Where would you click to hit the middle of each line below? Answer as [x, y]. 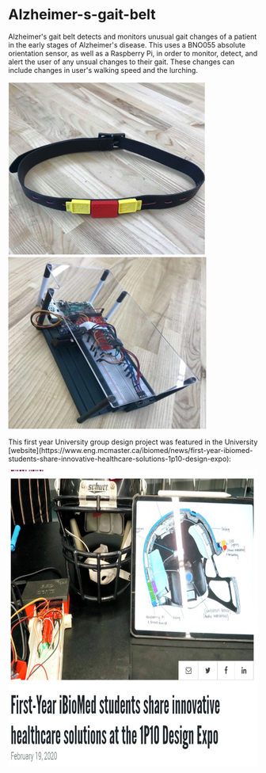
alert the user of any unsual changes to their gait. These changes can [122, 62]
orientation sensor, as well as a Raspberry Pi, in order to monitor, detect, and [133, 53]
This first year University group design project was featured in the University [133, 442]
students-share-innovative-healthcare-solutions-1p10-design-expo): [120, 459]
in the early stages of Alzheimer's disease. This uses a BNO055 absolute [127, 44]
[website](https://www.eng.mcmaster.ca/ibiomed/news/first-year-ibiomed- [131, 450]
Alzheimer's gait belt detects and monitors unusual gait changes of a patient [133, 36]
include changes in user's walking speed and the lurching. [103, 70]
